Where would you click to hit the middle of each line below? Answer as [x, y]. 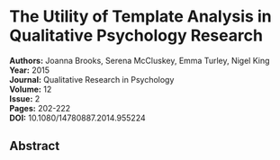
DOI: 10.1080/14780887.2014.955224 [77, 118]
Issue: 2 [25, 98]
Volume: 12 [31, 89]
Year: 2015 [29, 70]
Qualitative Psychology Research [136, 36]
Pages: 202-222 [40, 108]
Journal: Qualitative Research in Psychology [92, 79]
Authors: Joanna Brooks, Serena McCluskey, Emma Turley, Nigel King [140, 60]
